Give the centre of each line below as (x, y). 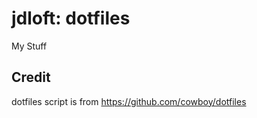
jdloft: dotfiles (71, 18)
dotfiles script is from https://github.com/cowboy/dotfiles (129, 101)
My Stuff (29, 46)
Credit (31, 77)
